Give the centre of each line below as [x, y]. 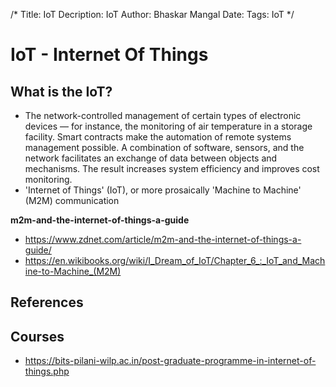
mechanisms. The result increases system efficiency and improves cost [172, 168]
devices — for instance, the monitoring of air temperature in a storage [168, 126]
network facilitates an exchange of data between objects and [151, 158]
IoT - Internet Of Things [109, 55]
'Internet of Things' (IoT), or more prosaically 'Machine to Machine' [163, 190]
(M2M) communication [72, 200]
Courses [37, 336]
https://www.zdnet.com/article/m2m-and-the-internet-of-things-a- [163, 239]
